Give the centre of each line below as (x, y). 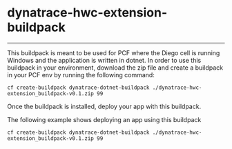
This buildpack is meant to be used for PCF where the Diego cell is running (114, 52)
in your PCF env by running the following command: (81, 74)
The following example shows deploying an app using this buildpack (104, 119)
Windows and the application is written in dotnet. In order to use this (104, 60)
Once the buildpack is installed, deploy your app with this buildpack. (104, 106)
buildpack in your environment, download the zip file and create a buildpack (115, 68)
